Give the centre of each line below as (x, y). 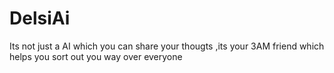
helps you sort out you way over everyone (96, 56)
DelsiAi (40, 18)
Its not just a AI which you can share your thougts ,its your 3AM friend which (167, 46)
